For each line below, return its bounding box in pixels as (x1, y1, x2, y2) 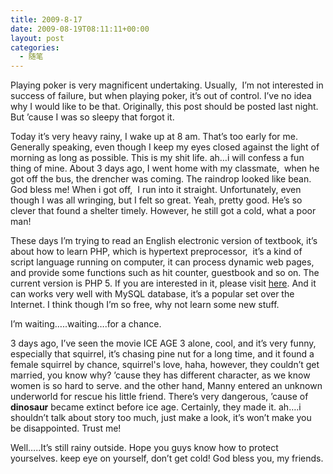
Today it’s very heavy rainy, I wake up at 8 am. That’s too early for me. (10, 131, 298, 143)
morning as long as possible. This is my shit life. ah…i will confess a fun (10, 152, 305, 164)
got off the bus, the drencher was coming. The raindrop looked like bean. (10, 173, 312, 185)
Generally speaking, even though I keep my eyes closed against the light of (10, 141, 320, 153)
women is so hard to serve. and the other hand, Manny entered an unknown (10, 380, 323, 392)
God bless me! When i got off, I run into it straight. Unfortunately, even (10, 184, 302, 196)
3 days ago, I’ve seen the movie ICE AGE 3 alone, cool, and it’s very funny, (10, 337, 317, 350)
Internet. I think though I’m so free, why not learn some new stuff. (10, 299, 280, 311)
